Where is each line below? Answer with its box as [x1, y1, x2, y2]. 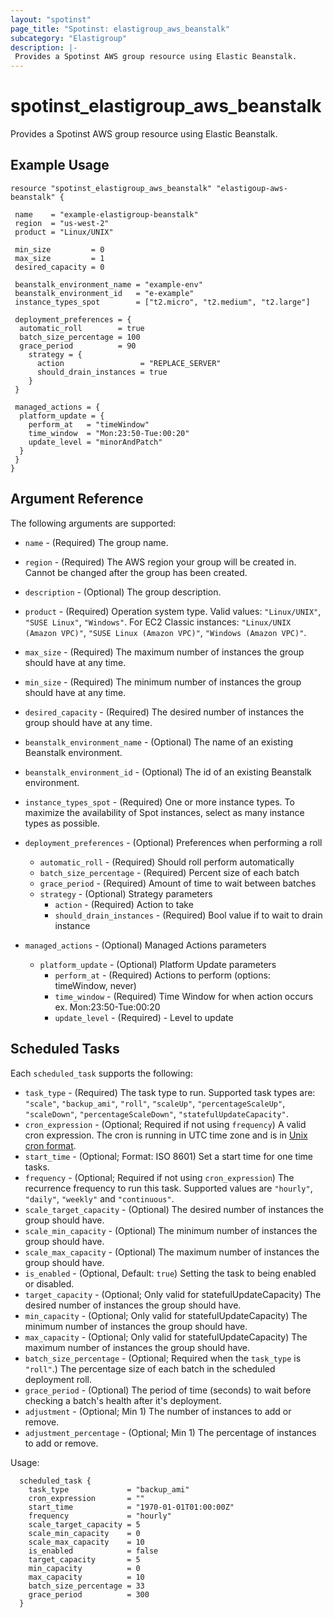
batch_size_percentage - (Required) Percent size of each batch [39, 866, 300, 878]
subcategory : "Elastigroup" [10, 33, 128, 43]
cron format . [24, 1139, 77, 1151]
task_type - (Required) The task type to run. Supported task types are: [24, 1086, 316, 1098]
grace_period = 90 [19, 341, 137, 351]
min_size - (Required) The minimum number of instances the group [24, 676, 302, 688]
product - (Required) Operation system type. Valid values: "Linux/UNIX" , [24, 605, 322, 617]
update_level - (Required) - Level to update [54, 1011, 234, 1023]
